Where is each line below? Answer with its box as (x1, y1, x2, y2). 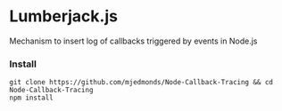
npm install (9, 93, 54, 103)
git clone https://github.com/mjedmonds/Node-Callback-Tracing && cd (9, 78, 274, 87)
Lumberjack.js (9, 6, 119, 27)
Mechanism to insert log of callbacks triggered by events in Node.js (9, 36, 258, 46)
